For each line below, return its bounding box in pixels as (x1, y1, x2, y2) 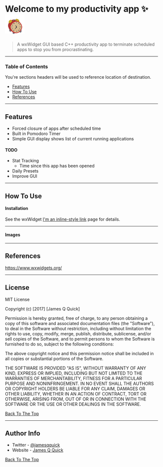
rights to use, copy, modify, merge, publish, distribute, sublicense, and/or (5, 330, 151, 336)
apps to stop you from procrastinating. (16, 46, 94, 52)
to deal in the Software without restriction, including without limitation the (5, 326, 151, 331)
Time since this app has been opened (19, 163, 95, 169)
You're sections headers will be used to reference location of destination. (5, 74, 151, 80)
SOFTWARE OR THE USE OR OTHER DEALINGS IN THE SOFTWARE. (5, 401, 141, 407)
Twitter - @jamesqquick (12, 442, 60, 448)
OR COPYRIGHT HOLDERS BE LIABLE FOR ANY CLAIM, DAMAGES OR (5, 385, 146, 392)
